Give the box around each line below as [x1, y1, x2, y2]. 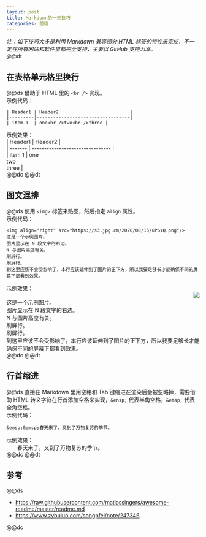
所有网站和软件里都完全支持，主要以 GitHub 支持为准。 [17, 45, 156, 53]
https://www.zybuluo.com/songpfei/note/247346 [15, 511, 140, 519]
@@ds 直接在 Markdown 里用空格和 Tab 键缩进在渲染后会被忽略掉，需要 [6, 388, 190, 395]
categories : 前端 [6, 20, 49, 26]
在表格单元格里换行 [6, 72, 79, 82]
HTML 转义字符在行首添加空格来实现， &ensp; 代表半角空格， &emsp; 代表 [13, 396, 195, 403]
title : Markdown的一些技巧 [6, 15, 71, 21]
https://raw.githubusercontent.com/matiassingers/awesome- [15, 498, 170, 506]
